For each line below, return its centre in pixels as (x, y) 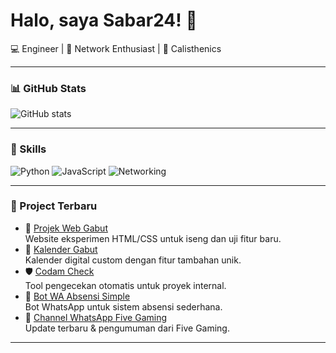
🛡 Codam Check (59, 271)
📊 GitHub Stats (48, 88)
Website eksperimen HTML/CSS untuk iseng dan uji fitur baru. (153, 238)
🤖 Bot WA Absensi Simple (77, 296)
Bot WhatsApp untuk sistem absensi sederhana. (123, 306)
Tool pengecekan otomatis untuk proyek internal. (125, 285)
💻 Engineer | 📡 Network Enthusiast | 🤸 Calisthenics (116, 48)
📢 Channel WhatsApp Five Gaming (95, 317)
